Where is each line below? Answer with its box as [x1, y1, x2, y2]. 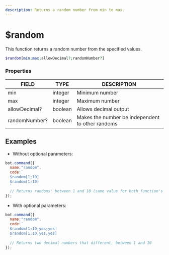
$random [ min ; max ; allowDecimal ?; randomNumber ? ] [5, 56, 105, 61]
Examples [5, 137, 37, 146]
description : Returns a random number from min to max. [5, 7, 125, 13]
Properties [5, 68, 32, 75]
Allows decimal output [76, 106, 129, 113]
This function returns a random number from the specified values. [5, 46, 142, 52]
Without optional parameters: [12, 150, 73, 157]
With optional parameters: [12, 202, 66, 209]
